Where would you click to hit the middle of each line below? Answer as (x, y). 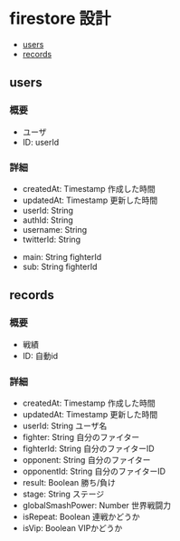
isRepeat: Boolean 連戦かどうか (81, 516)
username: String (55, 229)
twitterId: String (52, 239)
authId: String (48, 220)
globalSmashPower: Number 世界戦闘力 (97, 505)
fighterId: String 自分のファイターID (89, 448)
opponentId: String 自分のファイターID (94, 471)
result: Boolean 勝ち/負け (69, 482)
